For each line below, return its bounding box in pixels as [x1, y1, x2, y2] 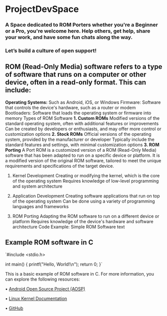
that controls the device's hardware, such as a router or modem [5, 104, 136, 110]
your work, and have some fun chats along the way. [5, 34, 133, 41]
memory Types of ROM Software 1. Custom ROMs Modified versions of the [5, 115, 160, 121]
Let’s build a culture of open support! [5, 47, 97, 54]
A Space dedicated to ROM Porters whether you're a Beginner [5, 21, 158, 28]
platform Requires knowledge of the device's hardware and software [12, 218, 154, 224]
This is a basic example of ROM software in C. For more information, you [5, 271, 155, 277]
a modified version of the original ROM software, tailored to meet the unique [5, 157, 162, 163]
